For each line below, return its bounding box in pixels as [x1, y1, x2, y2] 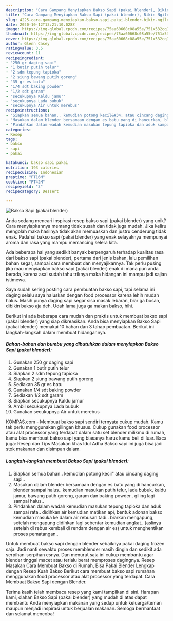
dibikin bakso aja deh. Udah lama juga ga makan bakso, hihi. [6, 303, 134, 309]
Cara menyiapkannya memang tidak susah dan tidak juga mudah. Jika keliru [6, 223, 167, 229]
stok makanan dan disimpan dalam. [6, 446, 81, 452]
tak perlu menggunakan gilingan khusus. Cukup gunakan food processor [6, 424, 160, 430]
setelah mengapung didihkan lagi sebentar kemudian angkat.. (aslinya [13, 520, 161, 526]
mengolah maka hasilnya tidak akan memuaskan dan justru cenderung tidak [6, 228, 166, 234]
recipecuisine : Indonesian [6, 170, 64, 175]
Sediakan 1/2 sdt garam [13, 392, 64, 398]
